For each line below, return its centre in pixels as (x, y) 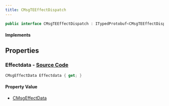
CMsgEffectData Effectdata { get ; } (44, 75)
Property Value (21, 87)
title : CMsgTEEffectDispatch (36, 10)
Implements (18, 35)
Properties (22, 51)
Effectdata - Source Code (37, 65)
